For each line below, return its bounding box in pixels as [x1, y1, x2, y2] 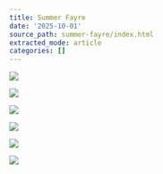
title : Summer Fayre [9, 13, 87, 22]
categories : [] [9, 47, 66, 56]
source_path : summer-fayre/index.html [9, 30, 154, 39]
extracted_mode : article [9, 38, 102, 48]
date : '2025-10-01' [9, 22, 82, 30]
